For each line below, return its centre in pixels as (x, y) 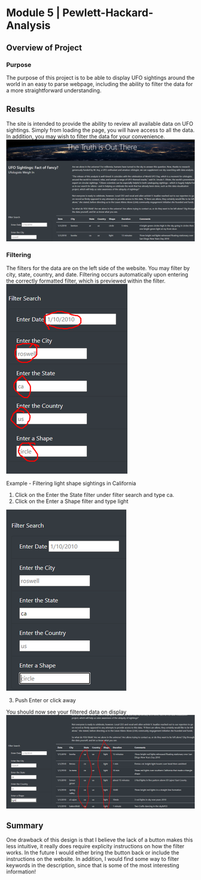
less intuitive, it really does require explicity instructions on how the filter (95, 846)
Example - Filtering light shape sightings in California (71, 483)
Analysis (28, 25)
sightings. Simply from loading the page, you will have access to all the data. (100, 130)
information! (21, 872)
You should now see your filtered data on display (66, 712)
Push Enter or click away (45, 700)
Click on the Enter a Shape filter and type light (71, 501)
